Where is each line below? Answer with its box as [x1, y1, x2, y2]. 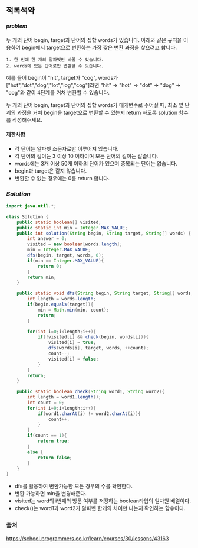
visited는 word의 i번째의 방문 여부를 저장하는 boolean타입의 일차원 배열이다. [14, 497, 192, 504]
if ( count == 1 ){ [27, 433, 67, 439]
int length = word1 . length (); [27, 394, 101, 400]
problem [6, 22, 28, 30]
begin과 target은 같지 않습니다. [14, 167, 87, 174]
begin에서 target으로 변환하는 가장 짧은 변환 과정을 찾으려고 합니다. [21, 44, 177, 51]
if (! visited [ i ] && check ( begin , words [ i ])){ [37, 334, 149, 340]
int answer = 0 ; [27, 236, 67, 242]
